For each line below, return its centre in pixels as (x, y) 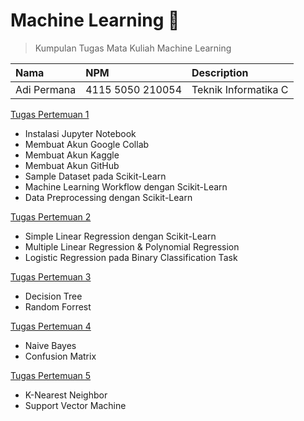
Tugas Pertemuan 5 (51, 375)
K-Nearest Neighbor (66, 395)
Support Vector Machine (75, 405)
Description (220, 72)
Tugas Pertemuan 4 (51, 326)
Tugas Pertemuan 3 (51, 276)
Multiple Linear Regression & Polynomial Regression (132, 246)
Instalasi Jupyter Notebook (80, 133)
